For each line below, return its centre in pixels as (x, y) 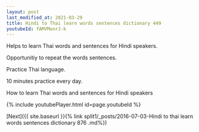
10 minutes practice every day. (45, 81)
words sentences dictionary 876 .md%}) (57, 123)
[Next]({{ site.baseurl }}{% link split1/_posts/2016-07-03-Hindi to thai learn (100, 116)
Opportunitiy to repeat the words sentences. (62, 58)
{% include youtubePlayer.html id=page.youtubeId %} (74, 105)
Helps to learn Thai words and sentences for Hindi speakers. (82, 46)
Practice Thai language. (36, 70)
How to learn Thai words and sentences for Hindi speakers (80, 93)
